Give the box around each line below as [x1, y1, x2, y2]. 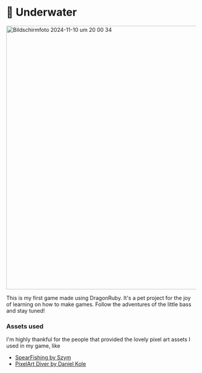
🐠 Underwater [6, 5, 77, 19]
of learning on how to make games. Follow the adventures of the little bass [6, 301, 192, 308]
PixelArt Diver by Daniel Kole [14, 360, 86, 368]
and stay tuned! [6, 307, 45, 314]
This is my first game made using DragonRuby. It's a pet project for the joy [6, 294, 191, 301]
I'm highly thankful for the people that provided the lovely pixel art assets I [6, 336, 191, 343]
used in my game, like [6, 342, 60, 349]
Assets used [6, 322, 44, 330]
